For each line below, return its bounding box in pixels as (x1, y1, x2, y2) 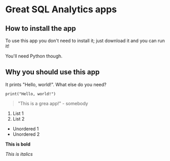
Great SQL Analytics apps (5, 4, 117, 15)
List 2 (12, 115, 25, 122)
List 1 (12, 110, 24, 116)
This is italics (5, 151, 33, 157)
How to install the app (5, 24, 76, 33)
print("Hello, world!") (5, 91, 56, 96)
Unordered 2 (12, 131, 40, 137)
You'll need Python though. (5, 53, 63, 59)
